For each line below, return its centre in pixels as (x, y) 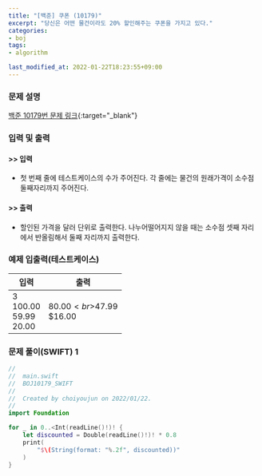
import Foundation (39, 413)
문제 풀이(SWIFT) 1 (44, 351)
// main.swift (34, 376)
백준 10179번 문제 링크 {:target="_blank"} (73, 116)
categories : (28, 30)
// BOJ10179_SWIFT (41, 383)
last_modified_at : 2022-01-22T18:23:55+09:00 (85, 67)
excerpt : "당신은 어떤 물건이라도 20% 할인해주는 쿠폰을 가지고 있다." (111, 23)
